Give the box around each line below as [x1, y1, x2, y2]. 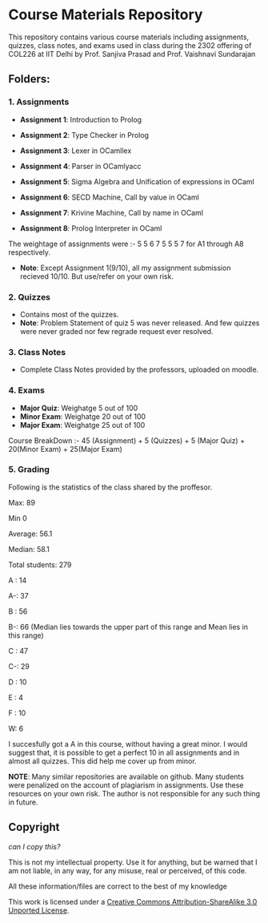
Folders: [8, 72, 50, 86]
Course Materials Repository [8, 6, 203, 24]
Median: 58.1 [8, 544, 50, 554]
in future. [8, 797, 38, 807]
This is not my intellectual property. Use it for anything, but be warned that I [8, 857, 258, 867]
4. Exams [8, 385, 46, 396]
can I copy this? [8, 841, 61, 851]
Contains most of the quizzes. [19, 309, 119, 319]
